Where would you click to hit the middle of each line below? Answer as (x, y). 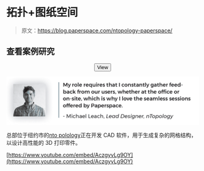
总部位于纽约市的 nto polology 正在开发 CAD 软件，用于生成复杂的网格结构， (101, 135)
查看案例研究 (31, 51)
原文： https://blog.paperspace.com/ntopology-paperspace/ (97, 30)
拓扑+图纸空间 (42, 12)
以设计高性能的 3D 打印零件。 (44, 143)
